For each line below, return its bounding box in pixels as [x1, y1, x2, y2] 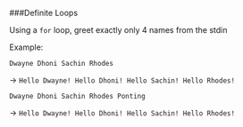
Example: [9, 42, 44, 52]
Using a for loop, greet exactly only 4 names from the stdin [9, 25, 228, 35]
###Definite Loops [9, 8, 79, 18]
